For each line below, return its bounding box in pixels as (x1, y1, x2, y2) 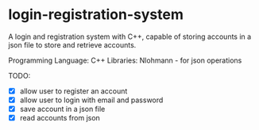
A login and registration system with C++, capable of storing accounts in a (8, 32, 252, 41)
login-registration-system (8, 6, 184, 24)
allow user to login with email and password (19, 95, 164, 105)
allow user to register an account (19, 86, 128, 96)
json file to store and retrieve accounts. (8, 40, 137, 49)
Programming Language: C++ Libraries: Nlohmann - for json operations (8, 55, 242, 65)
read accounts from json (19, 113, 101, 123)
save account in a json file (19, 105, 106, 114)
